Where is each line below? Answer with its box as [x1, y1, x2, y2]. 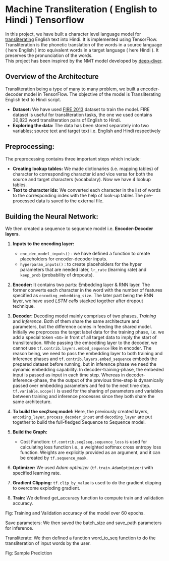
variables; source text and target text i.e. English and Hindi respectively [12, 128, 161, 134]
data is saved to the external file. [36, 198, 104, 204]
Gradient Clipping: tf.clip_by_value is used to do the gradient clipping [12, 480, 161, 486]
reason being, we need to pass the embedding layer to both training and [12, 351, 163, 357]
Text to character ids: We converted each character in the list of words [12, 187, 161, 193]
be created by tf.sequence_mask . [20, 455, 88, 461]
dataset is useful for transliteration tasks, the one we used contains [12, 111, 152, 118]
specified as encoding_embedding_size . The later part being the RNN [12, 293, 154, 299]
